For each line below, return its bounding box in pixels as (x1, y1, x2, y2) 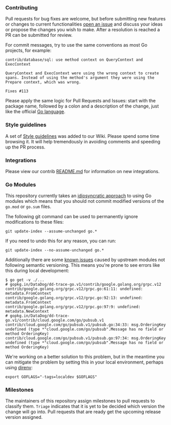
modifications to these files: (5, 219, 64, 225)
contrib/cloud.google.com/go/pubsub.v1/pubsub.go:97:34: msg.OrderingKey (5, 336, 166, 341)
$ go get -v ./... (5, 278, 45, 283)
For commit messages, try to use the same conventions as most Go (5, 42, 147, 48)
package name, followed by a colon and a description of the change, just (5, 103, 159, 109)
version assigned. (5, 414, 43, 420)
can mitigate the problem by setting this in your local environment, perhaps (5, 359, 164, 365)
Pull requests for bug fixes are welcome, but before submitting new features (5, 16, 166, 22)
